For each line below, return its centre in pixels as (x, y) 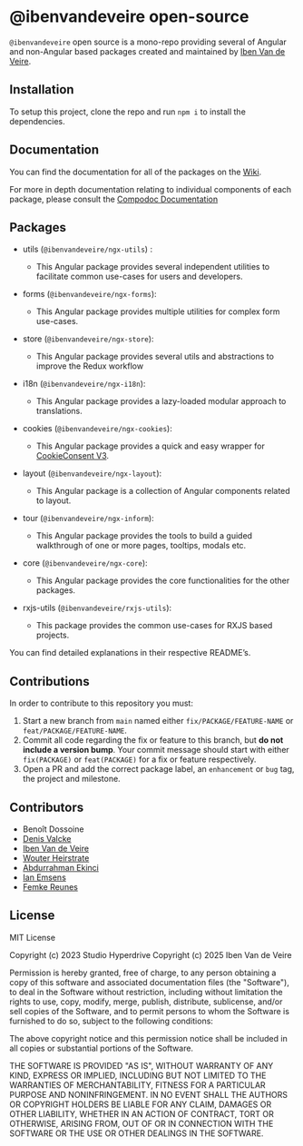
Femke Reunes (50, 887)
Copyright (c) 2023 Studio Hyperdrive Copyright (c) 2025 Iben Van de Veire (151, 954)
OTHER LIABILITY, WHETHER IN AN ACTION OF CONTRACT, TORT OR (142, 1113)
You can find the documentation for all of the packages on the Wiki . (136, 172)
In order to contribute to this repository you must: (101, 703)
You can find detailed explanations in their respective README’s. (130, 653)
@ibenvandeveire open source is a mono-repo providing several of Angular (148, 42)
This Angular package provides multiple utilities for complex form (158, 311)
